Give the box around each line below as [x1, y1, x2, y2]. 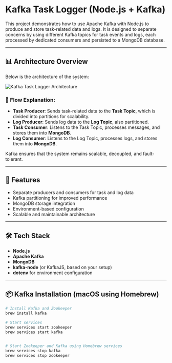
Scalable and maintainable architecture [12, 211, 95, 217]
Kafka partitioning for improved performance [12, 195, 107, 201]
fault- [142, 150, 155, 157]
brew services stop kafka [5, 348, 60, 353]
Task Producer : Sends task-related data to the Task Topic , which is [12, 108, 156, 114]
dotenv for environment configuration [12, 270, 93, 276]
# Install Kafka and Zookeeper [5, 306, 72, 311]
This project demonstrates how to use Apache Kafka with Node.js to [5, 21, 149, 27]
